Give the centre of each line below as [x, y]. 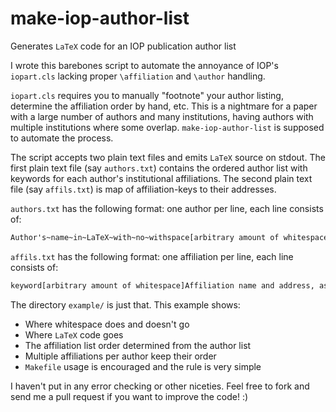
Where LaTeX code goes [74, 334]
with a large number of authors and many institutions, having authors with [162, 116]
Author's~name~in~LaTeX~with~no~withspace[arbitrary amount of [145, 237]
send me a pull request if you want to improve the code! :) [129, 396]
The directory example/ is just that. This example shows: [125, 304]
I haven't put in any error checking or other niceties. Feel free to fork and [160, 386]
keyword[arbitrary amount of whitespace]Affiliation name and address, [162, 285]
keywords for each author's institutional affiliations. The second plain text [161, 178]
